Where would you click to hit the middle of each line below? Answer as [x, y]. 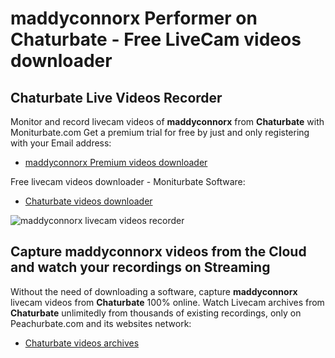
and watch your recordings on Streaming [140, 267]
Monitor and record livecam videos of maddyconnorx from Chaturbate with [167, 121]
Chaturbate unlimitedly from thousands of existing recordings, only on [156, 313]
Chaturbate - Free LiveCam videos [156, 39]
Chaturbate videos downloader [88, 201]
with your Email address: [61, 143]
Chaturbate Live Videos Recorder [116, 97]
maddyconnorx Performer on [134, 18]
